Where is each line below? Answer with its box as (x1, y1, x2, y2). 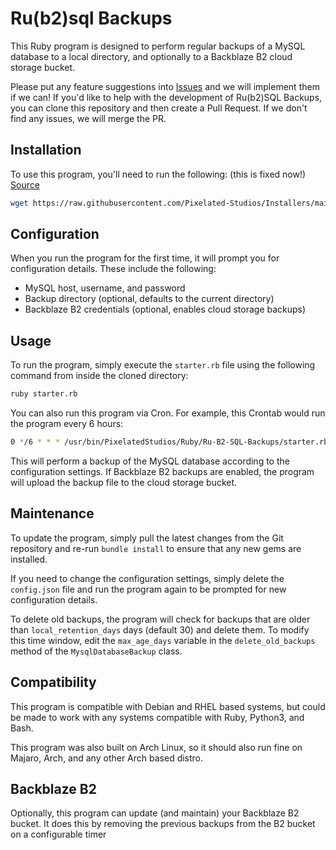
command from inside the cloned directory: (10, 370, 189, 382)
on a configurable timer (10, 828, 107, 841)
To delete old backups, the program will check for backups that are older (10, 613, 311, 625)
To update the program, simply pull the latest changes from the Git (10, 532, 284, 544)
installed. (10, 553, 48, 565)
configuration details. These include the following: (10, 263, 217, 275)
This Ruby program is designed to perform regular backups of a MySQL (10, 40, 306, 52)
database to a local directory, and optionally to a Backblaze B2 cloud (10, 50, 293, 62)
